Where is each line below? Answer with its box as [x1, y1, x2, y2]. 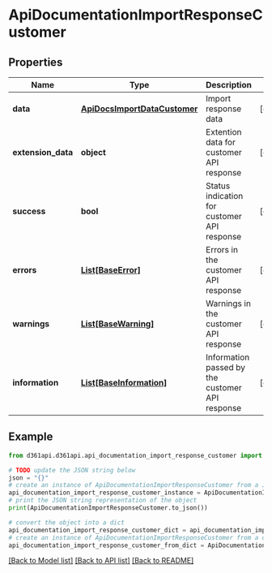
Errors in [206, 244, 239, 255]
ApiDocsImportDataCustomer [80, 103, 198, 114]
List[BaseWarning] [80, 318, 155, 330]
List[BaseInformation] [80, 377, 168, 388]
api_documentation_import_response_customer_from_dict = [8, 541, 205, 549]
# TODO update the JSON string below [8, 466, 136, 474]
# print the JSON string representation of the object [8, 497, 198, 505]
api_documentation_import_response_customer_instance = [8, 489, 201, 497]
